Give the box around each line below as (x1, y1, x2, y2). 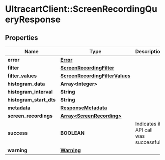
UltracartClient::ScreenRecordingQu (5, 3, 158, 15)
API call (135, 127, 153, 133)
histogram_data (7, 80, 45, 87)
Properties (5, 33, 38, 42)
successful (135, 139, 161, 146)
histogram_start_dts (7, 96, 56, 103)
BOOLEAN (60, 129, 85, 136)
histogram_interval (7, 89, 53, 95)
